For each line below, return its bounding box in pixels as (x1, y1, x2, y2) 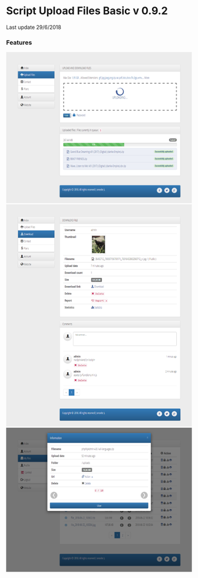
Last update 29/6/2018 (6, 24, 62, 31)
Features (6, 38, 32, 47)
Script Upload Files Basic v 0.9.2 (6, 4, 168, 18)
